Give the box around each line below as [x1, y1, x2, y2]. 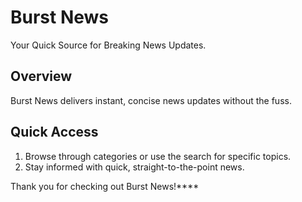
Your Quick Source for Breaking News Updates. [10, 39, 207, 51]
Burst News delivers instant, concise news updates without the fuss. [10, 94, 292, 106]
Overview [10, 68, 73, 85]
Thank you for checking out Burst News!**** [10, 180, 200, 192]
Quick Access [10, 124, 99, 141]
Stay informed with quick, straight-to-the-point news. [24, 161, 245, 173]
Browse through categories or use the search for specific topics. [24, 150, 292, 162]
